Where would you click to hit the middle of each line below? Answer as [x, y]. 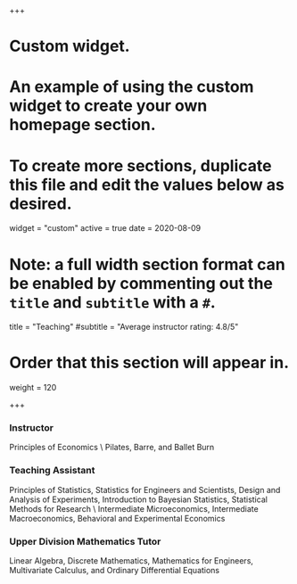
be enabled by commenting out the [141, 283]
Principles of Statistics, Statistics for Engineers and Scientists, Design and [145, 489]
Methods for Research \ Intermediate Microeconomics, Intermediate [134, 508]
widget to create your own [108, 106]
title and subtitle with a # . [112, 302]
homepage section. [82, 125]
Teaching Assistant [52, 471]
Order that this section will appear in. [149, 363]
